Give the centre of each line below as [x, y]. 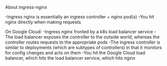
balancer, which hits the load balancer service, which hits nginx [70, 58]
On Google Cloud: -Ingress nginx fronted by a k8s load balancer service [79, 32]
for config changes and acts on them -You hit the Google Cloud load [75, 53]
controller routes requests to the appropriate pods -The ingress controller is [83, 42]
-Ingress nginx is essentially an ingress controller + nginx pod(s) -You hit [80, 17]
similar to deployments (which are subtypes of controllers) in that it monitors [83, 47]
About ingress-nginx [26, 7]
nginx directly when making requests [43, 22]
